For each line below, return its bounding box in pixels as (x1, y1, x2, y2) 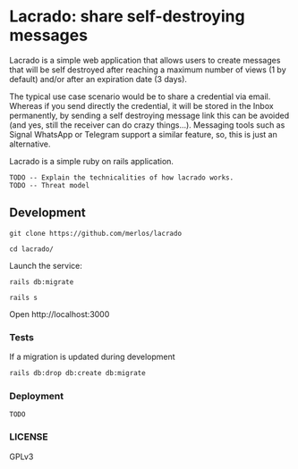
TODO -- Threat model (9, 180, 90, 189)
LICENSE (9, 431, 49, 443)
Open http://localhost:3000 (9, 308, 110, 319)
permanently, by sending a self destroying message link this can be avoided (9, 110, 290, 121)
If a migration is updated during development (9, 351, 176, 363)
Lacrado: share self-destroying (9, 6, 245, 27)
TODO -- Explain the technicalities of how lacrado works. (9, 172, 234, 182)
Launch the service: (9, 260, 82, 271)
